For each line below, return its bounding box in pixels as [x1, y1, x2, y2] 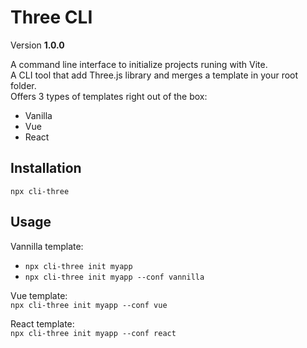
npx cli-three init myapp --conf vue [10, 300, 168, 310]
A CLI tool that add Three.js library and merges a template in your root [10, 69, 299, 81]
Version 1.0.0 [10, 39, 65, 51]
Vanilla [24, 109, 53, 121]
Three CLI [10, 6, 93, 29]
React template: [10, 317, 75, 330]
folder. [10, 79, 37, 91]
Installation [10, 160, 82, 177]
